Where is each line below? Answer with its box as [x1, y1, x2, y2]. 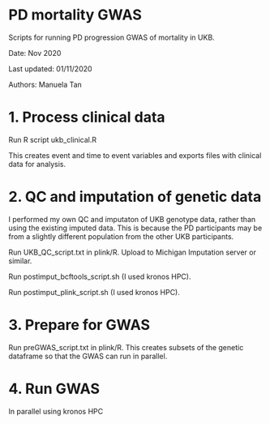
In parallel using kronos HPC [8, 406, 104, 416]
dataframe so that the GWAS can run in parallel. [8, 351, 168, 361]
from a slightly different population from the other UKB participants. [8, 231, 234, 241]
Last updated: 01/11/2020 [8, 63, 92, 74]
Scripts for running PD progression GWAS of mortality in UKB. [8, 32, 215, 42]
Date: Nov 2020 [8, 48, 62, 58]
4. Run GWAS [8, 379, 100, 398]
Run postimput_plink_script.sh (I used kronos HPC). [8, 287, 181, 297]
